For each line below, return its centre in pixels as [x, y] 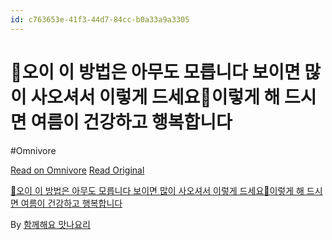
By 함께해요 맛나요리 [50, 224]
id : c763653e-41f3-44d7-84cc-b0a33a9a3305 [100, 19]
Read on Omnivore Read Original [77, 170]
